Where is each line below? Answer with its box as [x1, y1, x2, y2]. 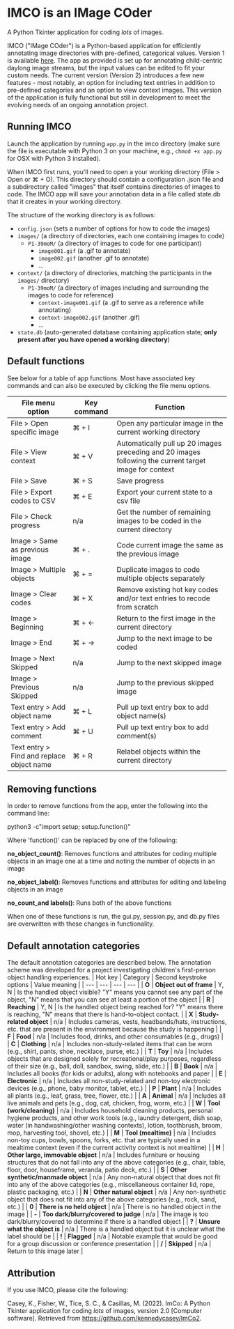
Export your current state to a [116, 487, 213, 497]
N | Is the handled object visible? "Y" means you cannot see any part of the [7, 988, 224, 997]
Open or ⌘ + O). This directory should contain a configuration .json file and [7, 175, 224, 183]
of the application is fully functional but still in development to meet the [7, 93, 211, 102]
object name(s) [116, 710, 167, 720]
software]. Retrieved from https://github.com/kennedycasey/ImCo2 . [7, 1314, 202, 1322]
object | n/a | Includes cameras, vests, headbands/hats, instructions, [29, 1018, 227, 1026]
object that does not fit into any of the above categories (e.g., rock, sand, [7, 1195, 217, 1204]
